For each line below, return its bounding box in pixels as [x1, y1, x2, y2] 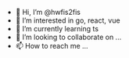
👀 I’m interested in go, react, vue [15, 16, 120, 25]
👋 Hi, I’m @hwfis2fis [15, 8, 81, 16]
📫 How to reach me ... [15, 42, 88, 50]
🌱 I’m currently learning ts [15, 24, 99, 33]
